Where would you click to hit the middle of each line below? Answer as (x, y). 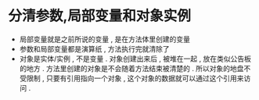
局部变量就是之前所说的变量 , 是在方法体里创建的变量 (104, 39)
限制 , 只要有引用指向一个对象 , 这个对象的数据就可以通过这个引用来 (135, 78)
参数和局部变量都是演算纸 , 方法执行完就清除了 (94, 48)
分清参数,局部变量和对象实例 (100, 16)
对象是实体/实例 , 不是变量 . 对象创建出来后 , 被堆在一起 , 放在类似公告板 (135, 59)
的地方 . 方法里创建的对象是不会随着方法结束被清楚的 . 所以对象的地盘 (131, 68)
